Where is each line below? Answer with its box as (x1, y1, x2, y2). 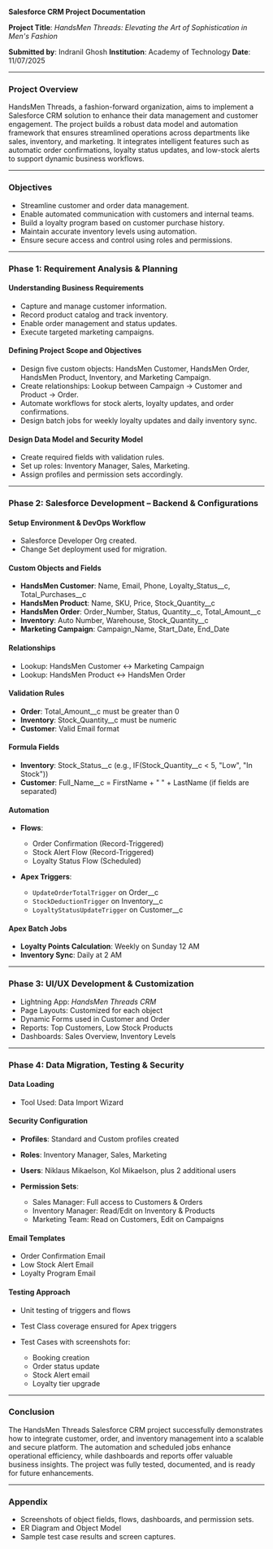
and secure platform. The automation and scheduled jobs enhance (8, 1442, 232, 1451)
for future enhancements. (8, 1468, 94, 1477)
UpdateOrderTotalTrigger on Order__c (32, 888, 159, 897)
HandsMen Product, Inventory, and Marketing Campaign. (19, 372, 211, 382)
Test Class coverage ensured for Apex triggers (19, 1321, 177, 1331)
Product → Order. (19, 390, 79, 399)
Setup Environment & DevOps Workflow (8, 517, 146, 527)
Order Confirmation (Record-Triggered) (32, 839, 164, 849)
